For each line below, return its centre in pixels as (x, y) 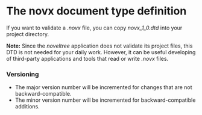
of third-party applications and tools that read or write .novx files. (87, 58)
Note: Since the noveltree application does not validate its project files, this (99, 46)
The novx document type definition (96, 11)
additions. (27, 107)
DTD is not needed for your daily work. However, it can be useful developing (101, 52)
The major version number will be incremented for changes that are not (103, 87)
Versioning (23, 74)
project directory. (28, 34)
